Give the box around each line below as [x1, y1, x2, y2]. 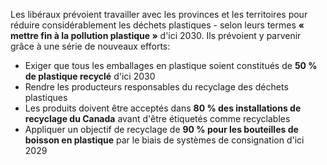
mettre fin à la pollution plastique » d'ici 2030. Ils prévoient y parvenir [10, 30, 302, 41]
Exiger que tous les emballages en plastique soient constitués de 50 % [24, 60, 318, 71]
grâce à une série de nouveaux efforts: [10, 40, 171, 52]
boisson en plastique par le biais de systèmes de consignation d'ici [24, 134, 305, 146]
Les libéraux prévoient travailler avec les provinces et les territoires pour [10, 9, 308, 20]
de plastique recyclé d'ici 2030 [24, 70, 156, 82]
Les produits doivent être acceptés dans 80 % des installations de [24, 102, 302, 114]
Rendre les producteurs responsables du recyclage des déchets [24, 81, 289, 93]
